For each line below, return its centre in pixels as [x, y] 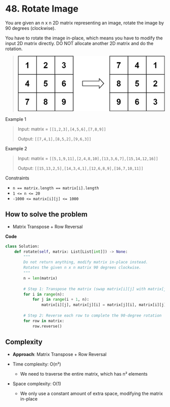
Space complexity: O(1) [37, 383]
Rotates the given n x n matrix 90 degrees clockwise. [82, 268]
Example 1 [16, 119]
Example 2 [16, 148]
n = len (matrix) [40, 278]
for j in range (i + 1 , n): [61, 300]
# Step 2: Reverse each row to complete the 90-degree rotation [93, 316]
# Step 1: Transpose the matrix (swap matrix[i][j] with [84, 289]
